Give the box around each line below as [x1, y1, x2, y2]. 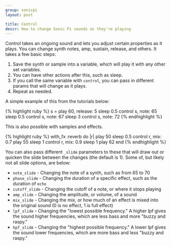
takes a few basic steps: [5, 51, 56, 57]
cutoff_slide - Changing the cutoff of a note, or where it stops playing [12, 186, 162, 192]
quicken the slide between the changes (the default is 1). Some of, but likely [5, 154, 164, 160]
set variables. [12, 67, 41, 73]
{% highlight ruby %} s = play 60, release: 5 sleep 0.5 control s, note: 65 [5, 108, 157, 114]
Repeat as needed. [12, 88, 53, 95]
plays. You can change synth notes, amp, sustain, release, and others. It [5, 46, 157, 52]
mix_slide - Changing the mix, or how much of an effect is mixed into [12, 197, 159, 203]
